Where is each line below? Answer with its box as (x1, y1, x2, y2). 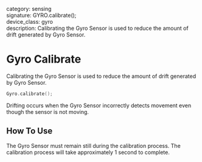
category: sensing (6, 5, 52, 12)
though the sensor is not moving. (6, 108, 89, 115)
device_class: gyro (6, 18, 54, 25)
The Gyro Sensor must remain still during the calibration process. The (6, 142, 181, 149)
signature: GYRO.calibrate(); (6, 12, 77, 19)
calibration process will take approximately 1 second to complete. (6, 149, 170, 156)
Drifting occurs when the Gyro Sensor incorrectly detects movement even (6, 102, 192, 109)
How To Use (6, 126, 53, 136)
